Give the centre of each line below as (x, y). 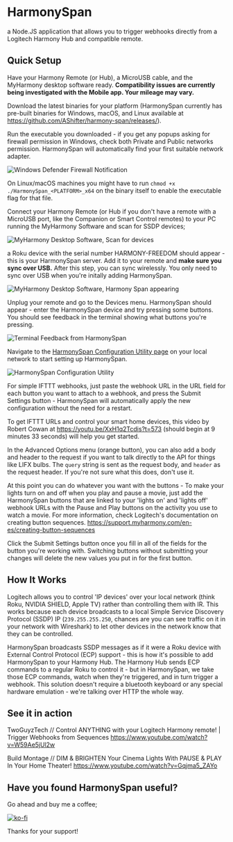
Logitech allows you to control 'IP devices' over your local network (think (111, 596)
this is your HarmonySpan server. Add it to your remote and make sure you (114, 260)
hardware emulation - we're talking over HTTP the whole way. (95, 691)
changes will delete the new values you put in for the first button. (100, 558)
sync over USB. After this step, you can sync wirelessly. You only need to (112, 268)
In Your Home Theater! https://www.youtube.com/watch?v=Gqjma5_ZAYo (112, 765)
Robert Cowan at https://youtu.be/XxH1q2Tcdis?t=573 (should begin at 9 (111, 429)
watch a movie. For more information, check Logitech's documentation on (113, 515)
